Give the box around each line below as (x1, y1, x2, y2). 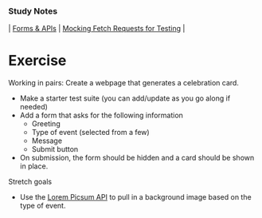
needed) (19, 102, 48, 112)
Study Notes (8, 6, 58, 17)
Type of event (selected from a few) (31, 128, 150, 137)
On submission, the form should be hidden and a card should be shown (19, 153, 255, 163)
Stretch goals (8, 177, 53, 187)
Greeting (31, 119, 61, 129)
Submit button (31, 145, 79, 154)
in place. (19, 161, 49, 171)
